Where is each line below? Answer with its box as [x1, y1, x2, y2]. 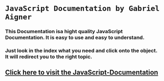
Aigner [5, 13, 32, 22]
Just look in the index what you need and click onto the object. [5, 47, 158, 54]
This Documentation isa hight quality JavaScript [5, 28, 123, 35]
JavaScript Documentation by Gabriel [5, 4, 160, 13]
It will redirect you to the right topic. [5, 53, 93, 60]
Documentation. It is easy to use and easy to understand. [5, 34, 145, 41]
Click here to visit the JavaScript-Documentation [5, 68, 159, 77]
